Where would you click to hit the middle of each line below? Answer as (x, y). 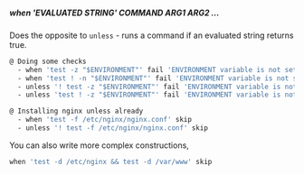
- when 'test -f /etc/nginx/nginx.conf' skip (105, 120)
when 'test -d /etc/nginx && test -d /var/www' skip (111, 161)
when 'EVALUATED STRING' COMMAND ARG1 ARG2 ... (114, 13)
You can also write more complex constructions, (100, 145)
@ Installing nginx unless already (76, 111)
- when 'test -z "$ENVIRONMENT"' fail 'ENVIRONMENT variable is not (149, 69)
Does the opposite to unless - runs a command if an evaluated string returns (152, 35)
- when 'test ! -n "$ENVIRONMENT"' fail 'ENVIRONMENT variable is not (153, 78)
